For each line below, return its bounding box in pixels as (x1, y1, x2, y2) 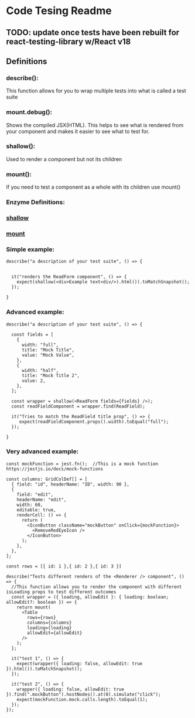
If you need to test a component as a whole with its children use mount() (6, 183, 181, 191)
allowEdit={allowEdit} (27, 630, 83, 636)
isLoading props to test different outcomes (6, 589, 117, 595)
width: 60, (16, 502, 43, 508)
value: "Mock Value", (21, 352, 75, 358)
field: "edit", (16, 491, 54, 497)
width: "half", (21, 367, 59, 373)
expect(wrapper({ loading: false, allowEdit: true (16, 661, 143, 666)
